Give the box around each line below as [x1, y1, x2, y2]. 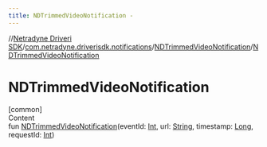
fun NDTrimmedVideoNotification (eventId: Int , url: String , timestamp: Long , [8, 121, 253, 131]
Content [8, 113, 35, 122]
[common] [8, 104, 42, 114]
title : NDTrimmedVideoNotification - [8, 11, 134, 20]
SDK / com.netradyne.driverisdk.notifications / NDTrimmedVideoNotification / [8, 41, 253, 52]
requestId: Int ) [8, 130, 55, 139]
